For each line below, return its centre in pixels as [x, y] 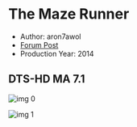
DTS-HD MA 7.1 [47, 79]
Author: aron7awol [50, 36]
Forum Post [39, 44]
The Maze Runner [69, 14]
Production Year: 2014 [57, 53]
